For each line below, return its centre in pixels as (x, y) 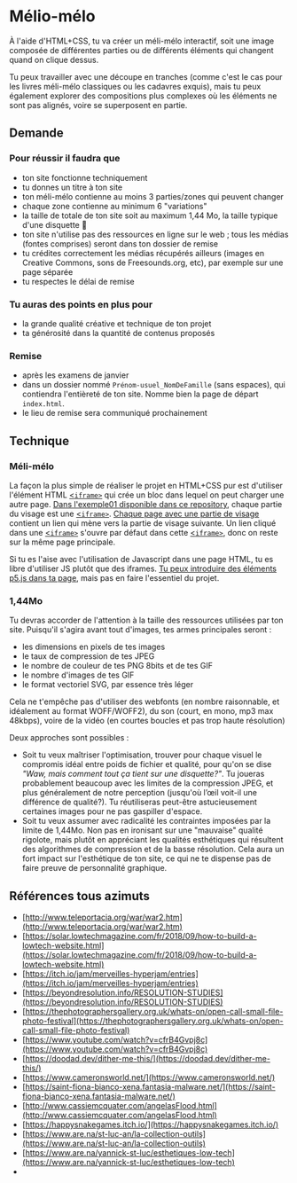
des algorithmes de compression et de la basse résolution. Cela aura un (153, 850)
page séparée (47, 271)
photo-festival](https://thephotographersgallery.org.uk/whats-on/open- (152, 1021)
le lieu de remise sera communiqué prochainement (115, 413)
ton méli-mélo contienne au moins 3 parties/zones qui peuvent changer (152, 196)
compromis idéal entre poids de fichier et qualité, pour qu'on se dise (147, 764)
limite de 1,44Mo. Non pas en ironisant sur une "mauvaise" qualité (142, 830)
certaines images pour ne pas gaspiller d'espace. (112, 811)
